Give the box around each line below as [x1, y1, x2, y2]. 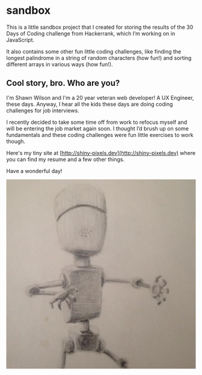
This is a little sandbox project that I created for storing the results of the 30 [6, 23, 194, 31]
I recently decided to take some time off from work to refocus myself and [6, 118, 188, 126]
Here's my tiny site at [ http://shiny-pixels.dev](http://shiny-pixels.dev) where [6, 149, 196, 156]
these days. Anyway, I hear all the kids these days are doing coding [6, 100, 173, 108]
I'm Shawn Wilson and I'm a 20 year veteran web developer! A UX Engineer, [6, 94, 194, 101]
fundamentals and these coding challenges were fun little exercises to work [6, 131, 194, 138]
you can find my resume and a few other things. [6, 156, 125, 163]
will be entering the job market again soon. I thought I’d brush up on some [6, 124, 189, 132]
